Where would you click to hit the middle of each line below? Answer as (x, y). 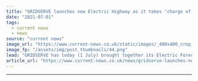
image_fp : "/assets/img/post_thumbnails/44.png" (67, 50)
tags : (13, 22)
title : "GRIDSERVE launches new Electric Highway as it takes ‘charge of (99, 11)
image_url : (19, 45)
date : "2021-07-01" (30, 17)
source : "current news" (35, 39)
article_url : (22, 60)
